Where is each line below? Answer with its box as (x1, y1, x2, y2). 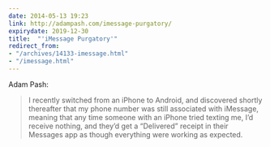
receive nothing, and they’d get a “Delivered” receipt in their (28, 121, 229, 131)
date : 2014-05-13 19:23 (8, 11, 89, 20)
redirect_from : (8, 42, 60, 50)
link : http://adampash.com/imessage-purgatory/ (8, 19, 173, 28)
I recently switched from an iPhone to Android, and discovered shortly (28, 95, 263, 105)
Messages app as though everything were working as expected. (28, 129, 243, 139)
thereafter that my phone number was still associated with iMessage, (28, 103, 259, 114)
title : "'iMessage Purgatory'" (8, 34, 118, 43)
